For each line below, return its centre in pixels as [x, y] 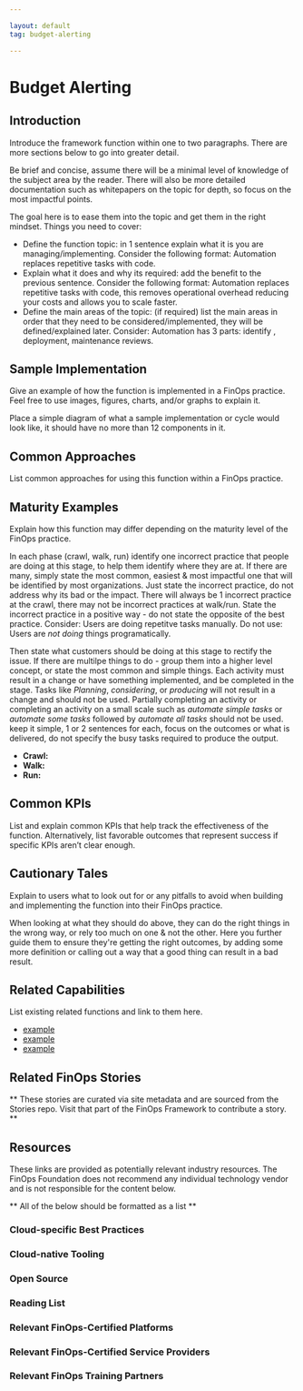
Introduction [45, 121]
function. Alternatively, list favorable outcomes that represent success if [144, 835]
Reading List [37, 1303]
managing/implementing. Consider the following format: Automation [149, 253]
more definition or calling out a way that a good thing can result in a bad [144, 952]
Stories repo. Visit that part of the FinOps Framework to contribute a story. [148, 1109]
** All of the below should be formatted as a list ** [103, 1206]
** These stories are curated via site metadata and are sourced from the [144, 1099]
